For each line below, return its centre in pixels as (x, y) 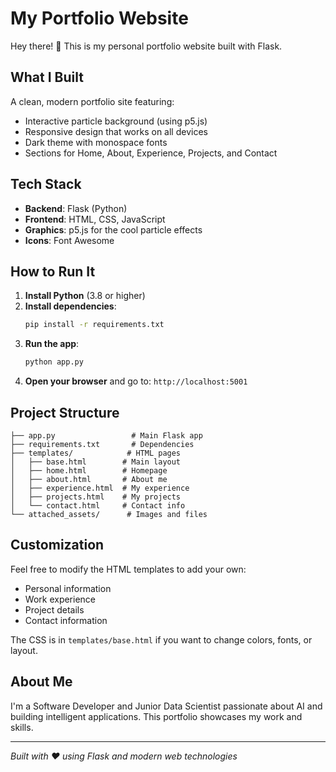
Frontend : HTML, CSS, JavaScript (95, 219)
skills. (22, 727)
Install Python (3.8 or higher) (85, 296)
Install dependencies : (70, 306)
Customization (57, 545)
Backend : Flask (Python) (76, 208)
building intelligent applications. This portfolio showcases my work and (156, 716)
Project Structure (65, 412)
